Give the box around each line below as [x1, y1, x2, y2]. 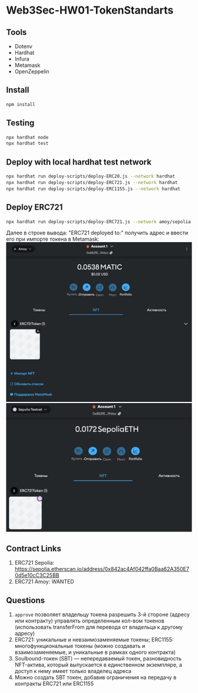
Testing [6, 118, 35, 128]
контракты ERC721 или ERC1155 [14, 680, 94, 687]
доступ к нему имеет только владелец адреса [14, 668, 131, 675]
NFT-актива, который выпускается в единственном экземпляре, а [14, 661, 183, 669]
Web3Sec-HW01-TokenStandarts [6, 4, 174, 17]
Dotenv [14, 43, 32, 50]
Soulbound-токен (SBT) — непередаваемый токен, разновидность [14, 655, 181, 662]
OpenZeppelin [14, 68, 49, 75]
